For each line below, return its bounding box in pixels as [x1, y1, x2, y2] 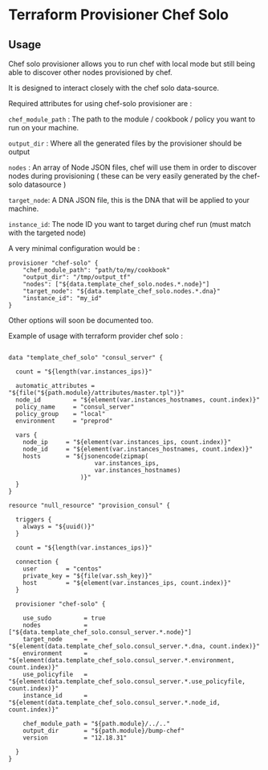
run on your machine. [8, 123, 79, 132]
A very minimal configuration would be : [8, 244, 140, 253]
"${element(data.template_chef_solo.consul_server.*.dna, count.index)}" [8, 642, 261, 650]
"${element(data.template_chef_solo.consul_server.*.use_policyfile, [8, 677, 246, 686]
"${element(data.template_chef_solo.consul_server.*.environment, [8, 657, 235, 665]
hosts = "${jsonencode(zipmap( [22, 452, 149, 460]
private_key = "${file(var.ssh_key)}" [22, 572, 152, 580]
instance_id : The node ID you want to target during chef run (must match [8, 220, 251, 229]
